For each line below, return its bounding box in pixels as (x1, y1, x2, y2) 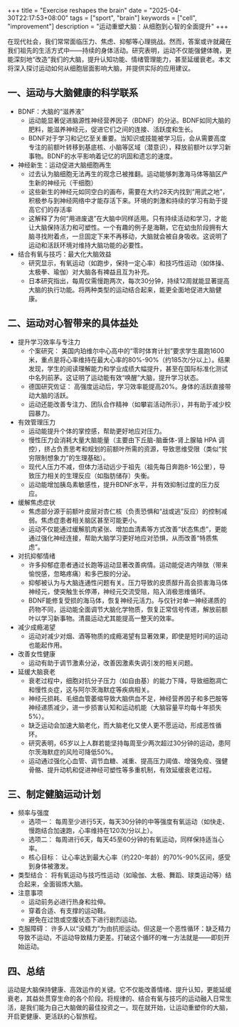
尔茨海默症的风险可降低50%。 (28, 747, 117, 756)
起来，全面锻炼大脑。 (23, 880, 87, 889)
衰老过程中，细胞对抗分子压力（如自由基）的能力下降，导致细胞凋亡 (28, 676, 228, 685)
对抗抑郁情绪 (17, 551, 55, 560)
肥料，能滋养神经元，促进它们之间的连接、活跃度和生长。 (28, 125, 197, 133)
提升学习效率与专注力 (17, 337, 80, 346)
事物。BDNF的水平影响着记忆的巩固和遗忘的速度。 (28, 151, 176, 160)
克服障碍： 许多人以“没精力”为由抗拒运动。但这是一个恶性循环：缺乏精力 (17, 924, 231, 933)
